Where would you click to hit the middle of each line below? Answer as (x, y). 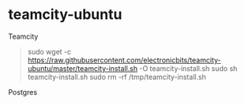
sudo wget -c (49, 51)
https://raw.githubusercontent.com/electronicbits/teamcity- (124, 60)
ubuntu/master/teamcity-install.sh (83, 68)
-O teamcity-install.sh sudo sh (188, 68)
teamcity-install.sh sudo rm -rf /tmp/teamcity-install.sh (117, 77)
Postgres (23, 92)
